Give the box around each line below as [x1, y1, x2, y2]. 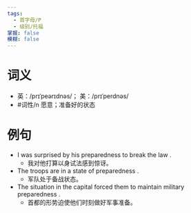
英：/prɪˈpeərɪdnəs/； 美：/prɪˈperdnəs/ [17, 92, 129, 100]
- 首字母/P [13, 17, 41, 24]
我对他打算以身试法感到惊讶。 [27, 159, 112, 167]
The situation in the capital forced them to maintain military [17, 183, 185, 191]
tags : [7, 10, 23, 17]
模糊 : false [7, 36, 39, 43]
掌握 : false [7, 29, 39, 37]
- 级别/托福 [13, 23, 43, 30]
